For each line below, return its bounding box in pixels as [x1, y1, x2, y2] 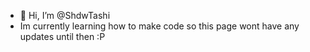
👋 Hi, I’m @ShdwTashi [19, 10, 111, 21]
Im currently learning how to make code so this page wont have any [19, 20, 300, 32]
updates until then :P [19, 31, 106, 42]
